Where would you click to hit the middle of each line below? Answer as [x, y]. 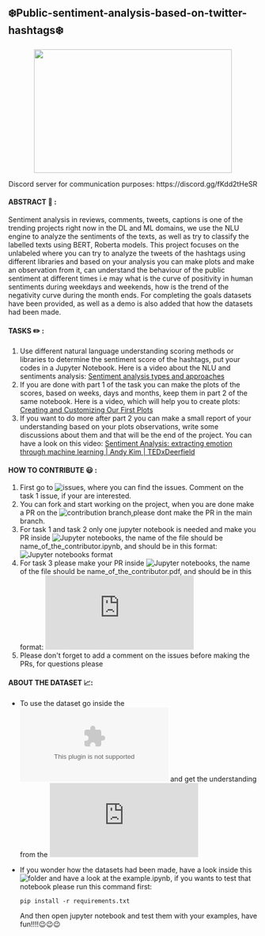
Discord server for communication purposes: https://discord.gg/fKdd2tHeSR [133, 183]
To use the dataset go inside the [72, 703]
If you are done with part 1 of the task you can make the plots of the [130, 385]
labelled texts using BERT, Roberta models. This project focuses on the [124, 245]
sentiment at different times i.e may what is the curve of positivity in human [131, 278]
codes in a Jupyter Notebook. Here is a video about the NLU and [125, 368]
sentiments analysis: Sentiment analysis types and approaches [122, 376]
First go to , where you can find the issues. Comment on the [131, 488]
